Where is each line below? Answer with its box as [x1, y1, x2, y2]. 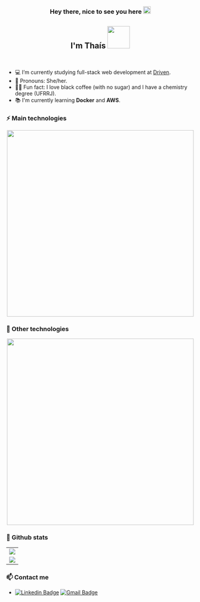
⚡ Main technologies [6, 114, 67, 122]
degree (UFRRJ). [14, 89, 57, 97]
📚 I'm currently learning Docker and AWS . [14, 96, 121, 104]
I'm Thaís [70, 41, 106, 51]
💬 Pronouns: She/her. [14, 77, 67, 84]
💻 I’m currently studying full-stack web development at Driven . [14, 69, 171, 76]
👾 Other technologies [6, 325, 69, 333]
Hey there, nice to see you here [50, 7, 142, 16]
